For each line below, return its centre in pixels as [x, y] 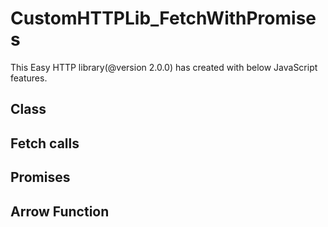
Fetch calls [45, 143]
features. [29, 78]
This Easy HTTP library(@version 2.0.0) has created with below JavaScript [164, 67]
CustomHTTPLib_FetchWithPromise [163, 18]
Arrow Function [60, 211]
